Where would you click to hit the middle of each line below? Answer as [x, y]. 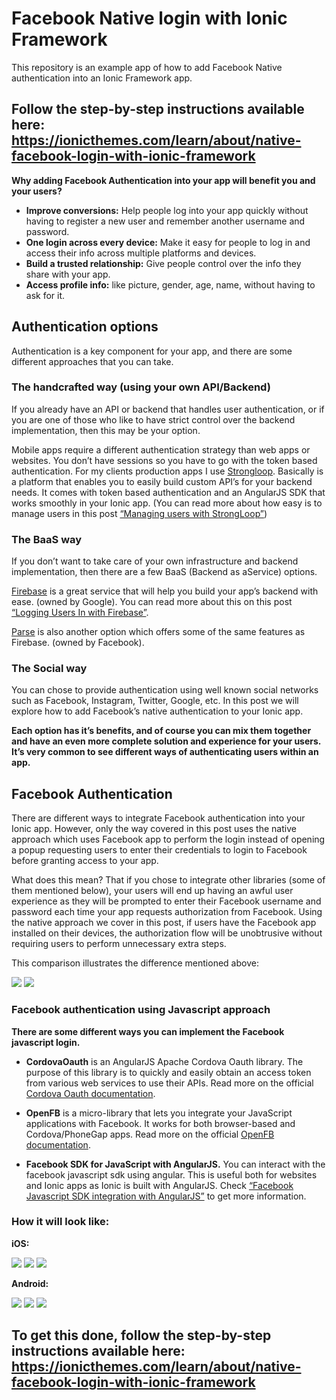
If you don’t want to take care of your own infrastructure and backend [155, 561]
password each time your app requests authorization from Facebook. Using [167, 912]
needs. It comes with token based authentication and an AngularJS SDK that [168, 492]
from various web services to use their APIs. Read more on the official [169, 1083]
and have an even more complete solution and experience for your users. [166, 741]
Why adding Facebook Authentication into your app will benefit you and [163, 180]
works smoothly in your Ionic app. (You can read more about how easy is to [167, 503]
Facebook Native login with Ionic [149, 18]
